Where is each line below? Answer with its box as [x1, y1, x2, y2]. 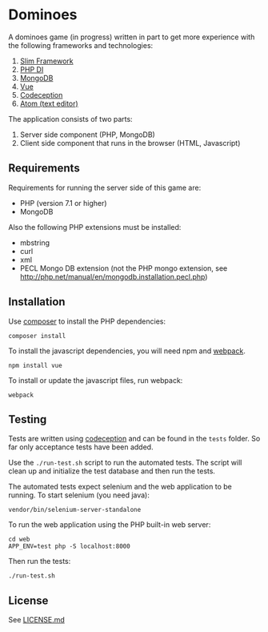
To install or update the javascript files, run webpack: [8, 375, 183, 385]
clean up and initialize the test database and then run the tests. [8, 466, 216, 476]
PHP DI [19, 64, 44, 74]
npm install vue [8, 361, 62, 369]
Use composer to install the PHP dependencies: [8, 316, 166, 326]
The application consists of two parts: [8, 114, 134, 123]
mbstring [19, 238, 50, 248]
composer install [8, 332, 66, 340]
